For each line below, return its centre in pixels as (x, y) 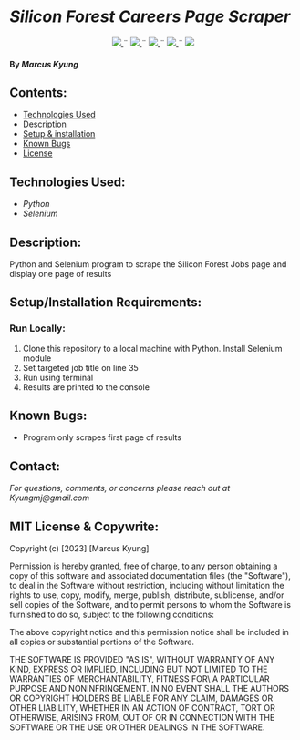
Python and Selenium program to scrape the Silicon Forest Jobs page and (148, 264)
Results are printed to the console (86, 387)
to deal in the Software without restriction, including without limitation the (147, 586)
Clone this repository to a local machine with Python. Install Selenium (152, 348)
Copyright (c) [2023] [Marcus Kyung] (79, 549)
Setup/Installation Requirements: (106, 303)
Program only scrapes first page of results (102, 437)
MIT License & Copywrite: (84, 526)
